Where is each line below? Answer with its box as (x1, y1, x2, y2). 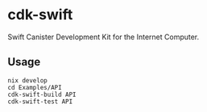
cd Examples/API (7, 83, 62, 91)
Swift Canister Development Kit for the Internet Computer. (7, 32, 200, 42)
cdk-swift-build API (7, 90, 77, 98)
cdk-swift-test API (7, 98, 73, 106)
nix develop (7, 76, 48, 85)
